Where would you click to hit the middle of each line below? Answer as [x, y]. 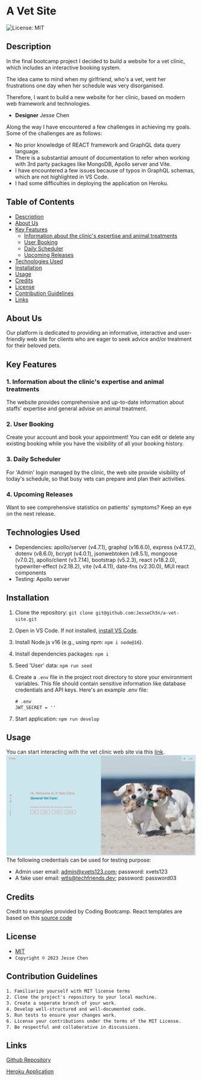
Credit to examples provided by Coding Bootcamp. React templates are [94, 911]
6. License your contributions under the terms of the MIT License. [94, 1021]
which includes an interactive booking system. [64, 67]
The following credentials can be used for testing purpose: [79, 860]
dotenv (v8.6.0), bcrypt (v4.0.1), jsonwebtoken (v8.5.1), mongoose [96, 553]
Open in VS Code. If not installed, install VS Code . [76, 630]
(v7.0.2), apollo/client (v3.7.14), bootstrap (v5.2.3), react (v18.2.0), [96, 559]
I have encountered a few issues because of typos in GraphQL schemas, [105, 170]
